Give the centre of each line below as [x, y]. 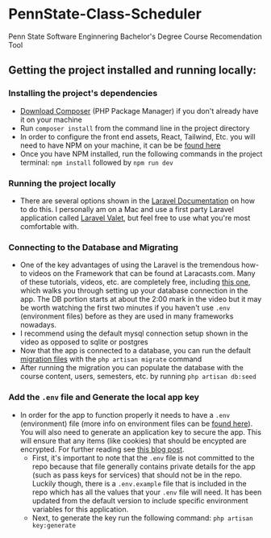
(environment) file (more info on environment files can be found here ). [136, 423]
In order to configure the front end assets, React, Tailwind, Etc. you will [138, 136]
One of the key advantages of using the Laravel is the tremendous [130, 265]
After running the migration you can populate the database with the [131, 368]
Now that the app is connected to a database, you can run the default [135, 351]
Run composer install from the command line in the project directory [135, 128]
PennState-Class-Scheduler [105, 14]
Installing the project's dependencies [83, 94]
